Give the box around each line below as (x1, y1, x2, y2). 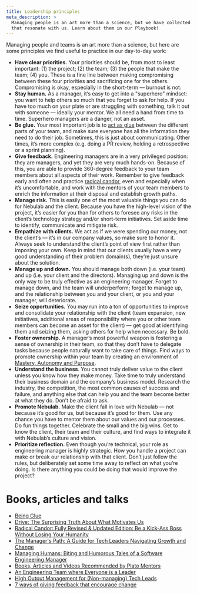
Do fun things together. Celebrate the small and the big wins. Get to (14, 422, 178, 429)
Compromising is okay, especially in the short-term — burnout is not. (14, 84, 182, 91)
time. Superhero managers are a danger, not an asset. (14, 115, 146, 123)
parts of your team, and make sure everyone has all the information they (14, 128, 190, 135)
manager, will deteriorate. (14, 297, 77, 304)
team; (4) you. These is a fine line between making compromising (14, 71, 174, 78)
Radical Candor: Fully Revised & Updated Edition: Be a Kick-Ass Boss (14, 525, 182, 532)
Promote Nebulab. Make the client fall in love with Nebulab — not (14, 403, 174, 410)
